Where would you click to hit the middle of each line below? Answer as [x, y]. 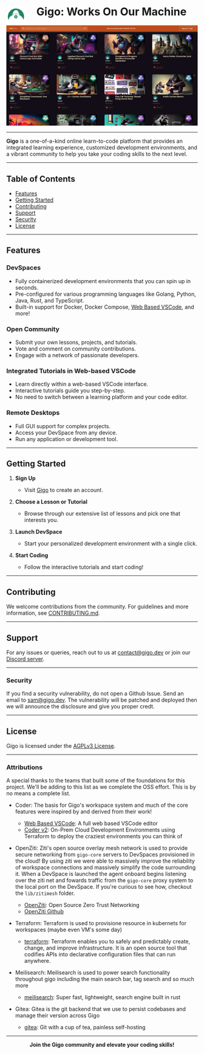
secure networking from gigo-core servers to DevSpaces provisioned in [105, 855]
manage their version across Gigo [57, 1016]
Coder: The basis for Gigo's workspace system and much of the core [101, 805]
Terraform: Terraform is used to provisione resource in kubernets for [101, 923]
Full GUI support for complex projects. [63, 426]
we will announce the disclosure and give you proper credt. [80, 707]
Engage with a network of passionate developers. [77, 355]
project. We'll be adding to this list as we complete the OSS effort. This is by [101, 787]
